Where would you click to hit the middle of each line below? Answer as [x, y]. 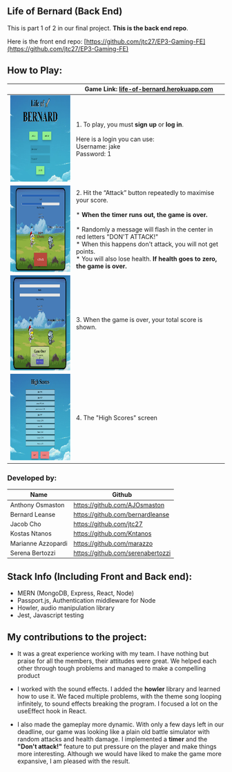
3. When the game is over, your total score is [139, 320]
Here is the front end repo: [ [47, 41]
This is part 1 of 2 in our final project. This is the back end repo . [98, 28]
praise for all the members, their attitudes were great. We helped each [117, 661]
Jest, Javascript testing [50, 615]
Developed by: [32, 478]
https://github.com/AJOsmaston [119, 505]
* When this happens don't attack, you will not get [147, 244]
